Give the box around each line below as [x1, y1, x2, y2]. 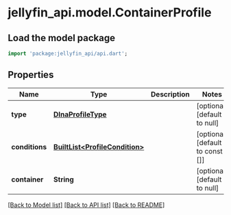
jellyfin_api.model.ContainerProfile [8, 5, 212, 21]
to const [196, 146, 223, 155]
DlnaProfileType [53, 110, 107, 119]
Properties [8, 69, 54, 81]
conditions [11, 142, 47, 151]
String [53, 175, 74, 184]
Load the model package [8, 32, 116, 44]
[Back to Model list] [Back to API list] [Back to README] [8, 201, 165, 209]
